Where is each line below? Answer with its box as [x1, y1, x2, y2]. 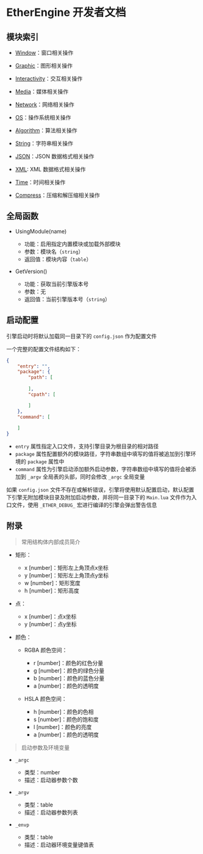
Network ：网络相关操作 [15, 101, 75, 108]
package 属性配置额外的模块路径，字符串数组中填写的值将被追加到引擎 [15, 450, 191, 457]
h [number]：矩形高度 [24, 586, 79, 594]
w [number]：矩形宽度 [24, 579, 81, 586]
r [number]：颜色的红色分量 [33, 659, 104, 666]
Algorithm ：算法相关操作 [15, 127, 77, 134]
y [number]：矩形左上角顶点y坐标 [24, 571, 109, 579]
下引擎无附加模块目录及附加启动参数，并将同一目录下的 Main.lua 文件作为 [6, 494, 192, 500]
